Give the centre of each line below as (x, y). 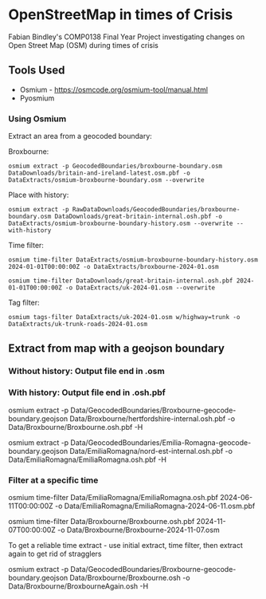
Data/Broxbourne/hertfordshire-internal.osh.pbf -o (153, 418)
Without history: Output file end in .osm (86, 371)
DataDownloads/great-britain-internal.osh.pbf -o (139, 217)
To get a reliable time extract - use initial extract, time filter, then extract (125, 545)
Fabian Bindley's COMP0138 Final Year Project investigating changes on (127, 37)
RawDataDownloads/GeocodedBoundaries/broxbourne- (156, 210)
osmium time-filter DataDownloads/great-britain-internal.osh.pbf (121, 281)
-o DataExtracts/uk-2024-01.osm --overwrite (140, 288)
